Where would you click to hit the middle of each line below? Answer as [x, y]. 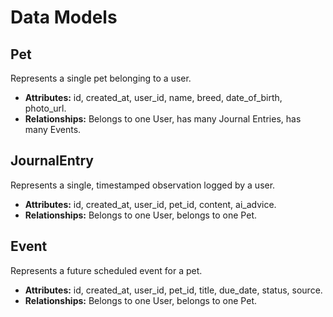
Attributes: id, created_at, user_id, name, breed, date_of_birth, [153, 97]
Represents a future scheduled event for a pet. [106, 270]
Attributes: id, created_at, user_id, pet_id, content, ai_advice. [150, 204]
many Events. [53, 129]
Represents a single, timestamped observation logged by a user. [143, 185]
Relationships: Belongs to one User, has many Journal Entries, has [163, 119]
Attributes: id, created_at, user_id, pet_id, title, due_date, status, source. [173, 290]
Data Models [64, 17]
